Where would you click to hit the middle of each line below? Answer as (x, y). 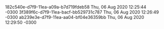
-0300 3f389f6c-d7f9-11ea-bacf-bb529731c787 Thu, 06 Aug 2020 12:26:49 (82, 12)
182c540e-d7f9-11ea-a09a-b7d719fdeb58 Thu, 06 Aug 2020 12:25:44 (76, 7)
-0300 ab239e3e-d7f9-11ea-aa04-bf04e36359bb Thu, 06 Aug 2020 (75, 17)
